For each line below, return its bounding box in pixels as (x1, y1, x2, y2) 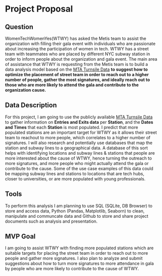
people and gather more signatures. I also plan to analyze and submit (5, 256, 143, 261)
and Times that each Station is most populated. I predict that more (5, 124, 138, 130)
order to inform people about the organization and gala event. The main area (5, 56, 158, 62)
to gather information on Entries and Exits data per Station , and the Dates (5, 119, 153, 125)
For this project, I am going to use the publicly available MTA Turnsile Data (5, 114, 153, 120)
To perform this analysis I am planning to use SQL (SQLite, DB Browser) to (5, 203, 153, 209)
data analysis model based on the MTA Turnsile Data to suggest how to (5, 66, 148, 72)
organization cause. (5, 87, 46, 93)
